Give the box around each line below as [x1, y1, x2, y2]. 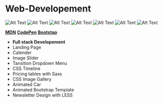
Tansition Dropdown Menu [12, 60, 68, 66]
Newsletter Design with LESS [12, 92, 73, 98]
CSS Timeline [12, 65, 41, 71]
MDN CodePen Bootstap [5, 29, 58, 35]
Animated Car [12, 81, 41, 87]
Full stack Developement [12, 38, 66, 45]
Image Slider [12, 54, 39, 60]
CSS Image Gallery [12, 76, 52, 82]
